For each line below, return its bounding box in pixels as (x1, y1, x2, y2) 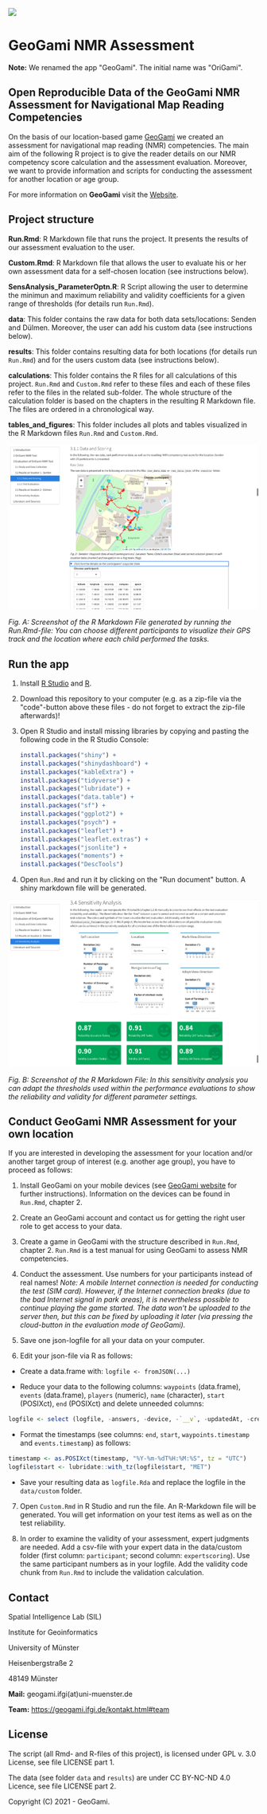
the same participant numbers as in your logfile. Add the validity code (19, 1559, 248, 1569)
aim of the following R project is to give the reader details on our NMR (8, 148, 236, 159)
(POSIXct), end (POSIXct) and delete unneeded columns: (19, 1399, 204, 1408)
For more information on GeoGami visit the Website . (8, 190, 179, 199)
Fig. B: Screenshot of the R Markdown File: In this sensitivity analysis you (8, 1074, 249, 1084)
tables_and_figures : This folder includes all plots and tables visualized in (8, 419, 248, 430)
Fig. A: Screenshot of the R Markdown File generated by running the (8, 618, 232, 627)
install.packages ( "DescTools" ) (19, 861, 124, 869)
